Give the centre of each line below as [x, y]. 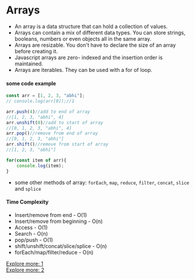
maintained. [29, 63]
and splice [28, 188]
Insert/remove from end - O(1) [51, 215]
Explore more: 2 [25, 270]
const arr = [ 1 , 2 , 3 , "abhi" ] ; [45, 96]
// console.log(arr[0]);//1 [40, 101]
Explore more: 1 [25, 263]
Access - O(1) [31, 227]
